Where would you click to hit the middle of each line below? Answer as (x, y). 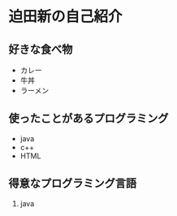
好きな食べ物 (41, 49)
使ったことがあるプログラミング (88, 119)
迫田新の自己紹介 (66, 17)
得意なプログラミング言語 (72, 184)
